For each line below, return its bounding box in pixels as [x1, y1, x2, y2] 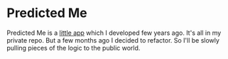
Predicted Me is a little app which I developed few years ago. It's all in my [6, 28, 222, 37]
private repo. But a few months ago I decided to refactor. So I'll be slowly [6, 36, 219, 44]
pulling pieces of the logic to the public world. [6, 43, 141, 52]
